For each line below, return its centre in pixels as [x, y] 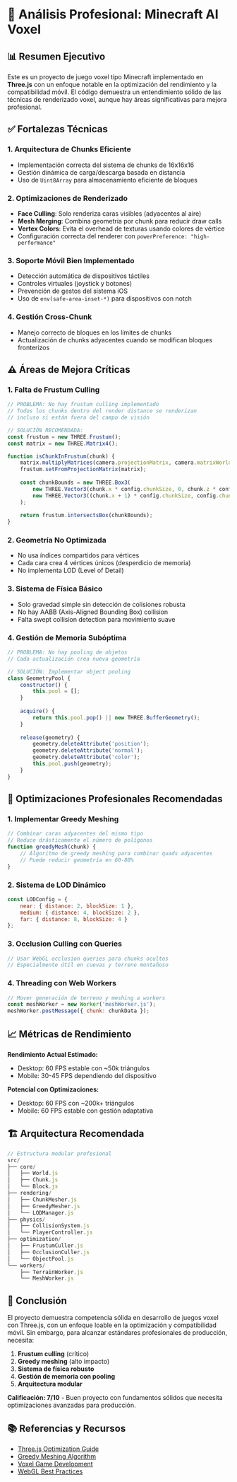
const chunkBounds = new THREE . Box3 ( [75, 483]
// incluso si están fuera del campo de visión [79, 418]
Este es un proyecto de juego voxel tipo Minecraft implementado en [105, 77]
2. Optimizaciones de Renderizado [68, 198]
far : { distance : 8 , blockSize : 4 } [74, 919]
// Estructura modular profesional [60, 1153]
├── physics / [26, 1220]
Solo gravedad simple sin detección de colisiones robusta [101, 604]
